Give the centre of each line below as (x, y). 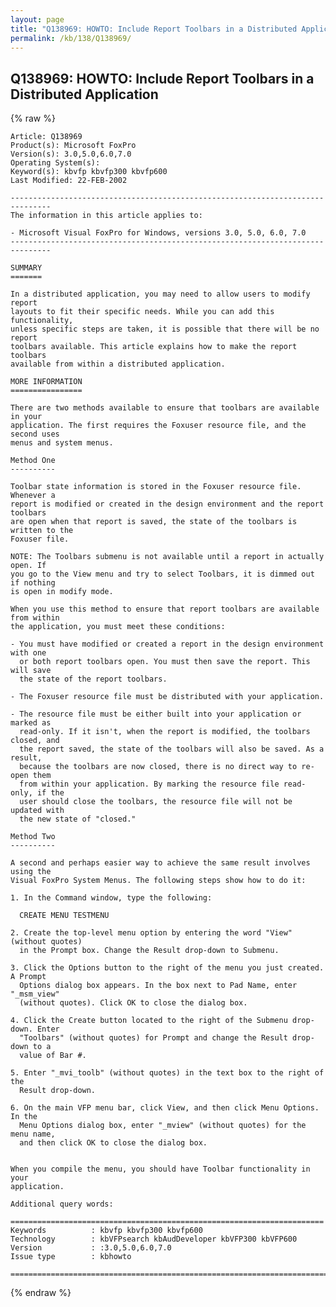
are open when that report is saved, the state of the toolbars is (154, 522)
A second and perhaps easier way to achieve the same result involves (160, 863)
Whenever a (33, 496)
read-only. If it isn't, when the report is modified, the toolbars (165, 732)
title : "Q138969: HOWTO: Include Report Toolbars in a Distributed (154, 29)
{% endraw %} (41, 1293)
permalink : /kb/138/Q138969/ (71, 38)
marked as (31, 723)
